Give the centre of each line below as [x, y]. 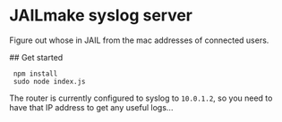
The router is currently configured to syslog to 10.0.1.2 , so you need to [141, 98]
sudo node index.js [50, 81]
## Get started [36, 57]
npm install [35, 73]
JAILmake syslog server [101, 16]
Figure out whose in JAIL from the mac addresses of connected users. [139, 40]
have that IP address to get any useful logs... [91, 107]
